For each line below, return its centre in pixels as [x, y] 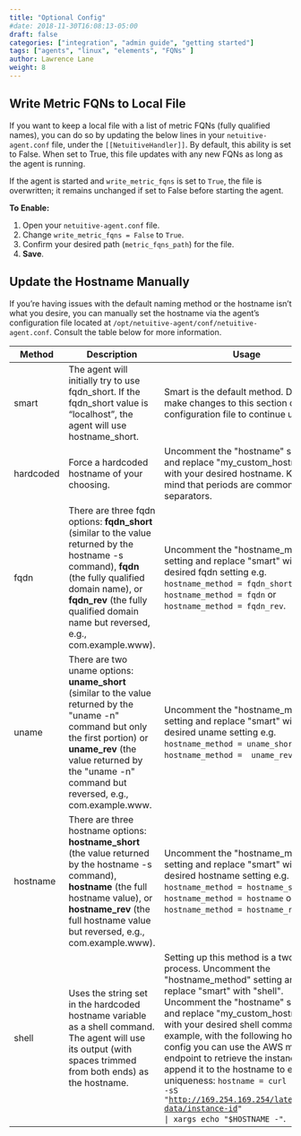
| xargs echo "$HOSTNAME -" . [225, 1118]
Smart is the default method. [224, 392]
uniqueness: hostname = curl [225, 1080]
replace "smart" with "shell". [224, 991]
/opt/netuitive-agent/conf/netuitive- [185, 323]
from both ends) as [109, 1071]
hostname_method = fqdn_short [228, 584]
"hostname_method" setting [223, 979]
